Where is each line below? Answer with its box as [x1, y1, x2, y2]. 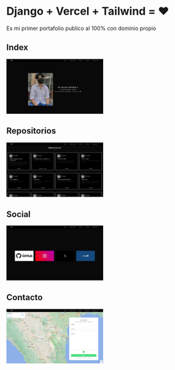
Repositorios [6, 126, 56, 136]
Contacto [6, 292, 43, 303]
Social [6, 209, 31, 219]
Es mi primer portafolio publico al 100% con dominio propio [6, 25, 157, 32]
